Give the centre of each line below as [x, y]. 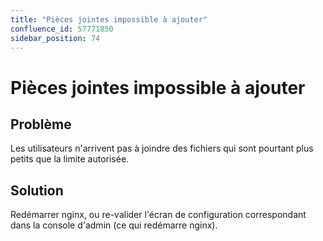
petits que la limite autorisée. [70, 159]
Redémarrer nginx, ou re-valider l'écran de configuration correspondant [158, 215]
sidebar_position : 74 [55, 38]
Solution [37, 190]
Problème [41, 124]
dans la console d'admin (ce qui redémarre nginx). [114, 225]
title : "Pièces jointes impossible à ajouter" [109, 19]
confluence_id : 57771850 [62, 29]
